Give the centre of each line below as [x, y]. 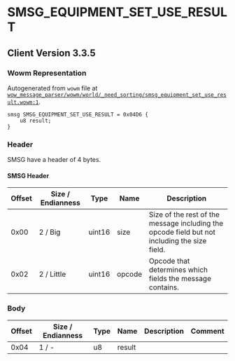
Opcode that [170, 261]
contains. [164, 287]
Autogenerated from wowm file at [52, 88]
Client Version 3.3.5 [51, 53]
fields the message [180, 279]
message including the [186, 224]
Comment [207, 331]
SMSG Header [28, 175]
